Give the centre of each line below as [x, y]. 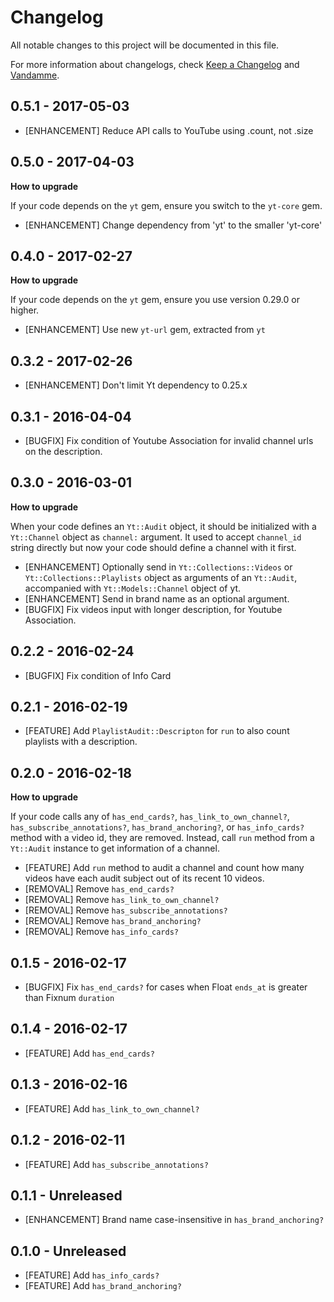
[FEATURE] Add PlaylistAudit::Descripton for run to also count [157, 731]
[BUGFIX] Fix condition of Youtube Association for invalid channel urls [169, 440]
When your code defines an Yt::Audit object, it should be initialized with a [163, 526]
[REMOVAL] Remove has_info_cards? [101, 932]
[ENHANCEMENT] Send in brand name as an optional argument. [157, 598]
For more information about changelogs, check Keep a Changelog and [155, 64]
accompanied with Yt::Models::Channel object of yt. [133, 588]
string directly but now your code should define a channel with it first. [153, 547]
